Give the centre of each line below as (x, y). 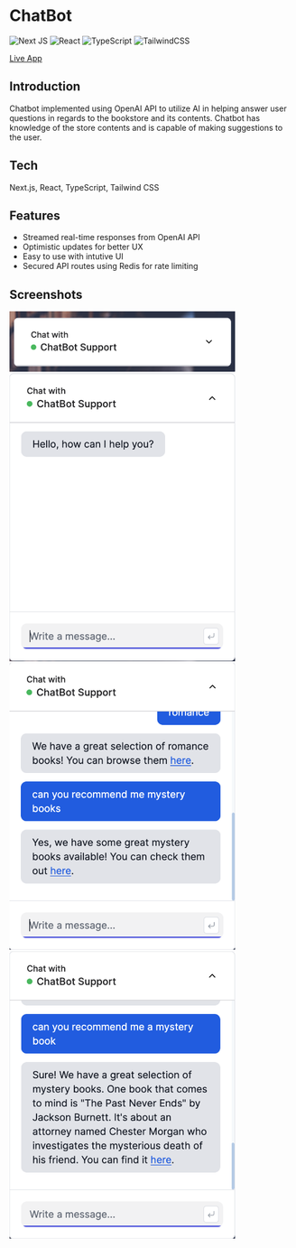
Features (35, 215)
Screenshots (46, 294)
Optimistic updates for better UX (83, 247)
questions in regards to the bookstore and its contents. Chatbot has (134, 117)
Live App (26, 58)
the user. (26, 137)
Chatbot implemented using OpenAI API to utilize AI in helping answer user (148, 108)
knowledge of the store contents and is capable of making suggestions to (146, 127)
